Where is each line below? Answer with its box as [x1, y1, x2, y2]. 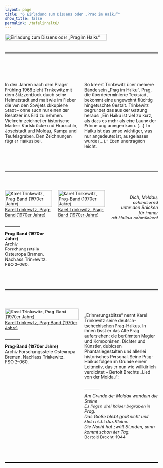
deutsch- [118, 318, 137, 324]
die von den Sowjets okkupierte [5, 102, 68, 108]
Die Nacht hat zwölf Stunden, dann [84, 424, 155, 430]
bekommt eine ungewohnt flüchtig [84, 97, 153, 103]
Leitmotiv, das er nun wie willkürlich [84, 364, 156, 370]
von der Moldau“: [84, 374, 119, 380]
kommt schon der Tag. [84, 429, 130, 435]
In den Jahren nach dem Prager [5, 82, 68, 88]
